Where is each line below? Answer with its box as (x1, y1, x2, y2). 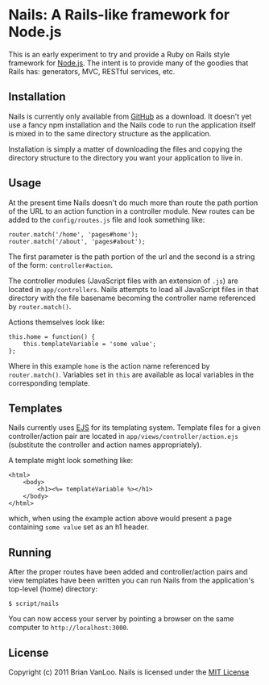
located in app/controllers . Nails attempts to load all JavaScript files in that (8, 284, 259, 294)
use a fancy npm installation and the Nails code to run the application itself (8, 119, 256, 130)
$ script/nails (8, 599, 60, 608)
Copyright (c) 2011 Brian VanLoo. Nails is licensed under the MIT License (8, 667, 250, 677)
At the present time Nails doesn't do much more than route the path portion (8, 198, 259, 207)
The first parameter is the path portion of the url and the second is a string (8, 252, 255, 261)
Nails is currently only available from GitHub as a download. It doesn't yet (8, 111, 252, 121)
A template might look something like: (8, 456, 134, 466)
